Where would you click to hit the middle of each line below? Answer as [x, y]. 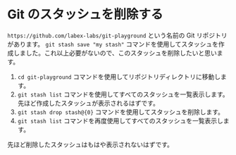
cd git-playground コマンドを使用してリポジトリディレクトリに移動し [119, 76]
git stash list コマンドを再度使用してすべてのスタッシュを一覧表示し [120, 120]
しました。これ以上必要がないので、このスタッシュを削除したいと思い [115, 53]
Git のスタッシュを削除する [85, 14]
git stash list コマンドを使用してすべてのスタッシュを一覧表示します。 [123, 94]
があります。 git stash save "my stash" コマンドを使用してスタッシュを [113, 44]
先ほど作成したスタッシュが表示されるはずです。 [88, 103]
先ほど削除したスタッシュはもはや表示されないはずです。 [91, 144]
